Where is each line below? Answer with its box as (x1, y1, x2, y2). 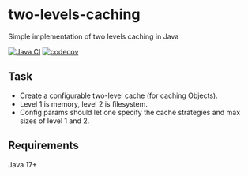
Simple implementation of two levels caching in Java (8, 32, 179, 41)
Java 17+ (8, 159, 38, 169)
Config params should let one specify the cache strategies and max (19, 107, 241, 117)
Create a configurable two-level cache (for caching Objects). (19, 91, 219, 100)
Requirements (8, 139, 79, 152)
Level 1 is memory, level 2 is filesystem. (19, 99, 148, 108)
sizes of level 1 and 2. (19, 116, 90, 125)
